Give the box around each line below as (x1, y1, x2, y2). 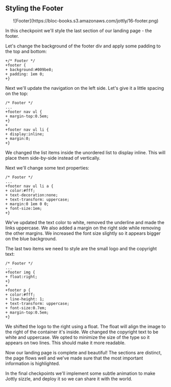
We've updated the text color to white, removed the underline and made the (5, 219, 165, 225)
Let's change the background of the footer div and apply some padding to (5, 43, 161, 49)
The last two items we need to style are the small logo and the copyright (5, 245, 157, 252)
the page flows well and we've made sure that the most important (5, 355, 143, 361)
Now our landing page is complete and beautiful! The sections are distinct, (5, 349, 162, 355)
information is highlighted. (5, 360, 60, 367)
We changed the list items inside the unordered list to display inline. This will (5, 149, 166, 155)
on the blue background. (5, 235, 57, 241)
